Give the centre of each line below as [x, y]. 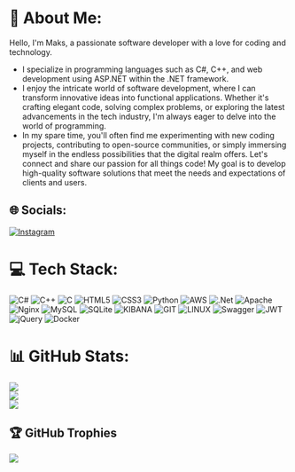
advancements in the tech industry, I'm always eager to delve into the [149, 116]
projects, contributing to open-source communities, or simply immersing [154, 145]
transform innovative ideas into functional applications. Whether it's [145, 98]
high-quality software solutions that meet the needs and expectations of [154, 173]
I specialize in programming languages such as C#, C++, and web [142, 69]
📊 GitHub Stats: [70, 356]
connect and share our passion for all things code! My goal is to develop [154, 163]
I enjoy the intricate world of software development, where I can [139, 88]
